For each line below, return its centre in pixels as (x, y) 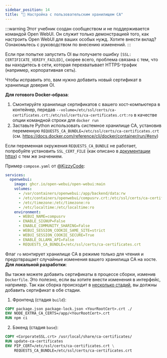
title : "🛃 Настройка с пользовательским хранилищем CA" (64, 14)
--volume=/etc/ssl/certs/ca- (86, 110)
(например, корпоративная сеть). (41, 70)
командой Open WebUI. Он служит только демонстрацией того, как (77, 34)
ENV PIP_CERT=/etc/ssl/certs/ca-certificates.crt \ (60, 346)
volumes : (23, 189)
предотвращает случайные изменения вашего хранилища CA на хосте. (81, 259)
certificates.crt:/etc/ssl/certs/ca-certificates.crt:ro (73, 115)
